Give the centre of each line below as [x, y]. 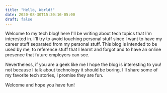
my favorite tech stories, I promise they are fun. [54, 75]
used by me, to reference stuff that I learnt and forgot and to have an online [83, 50]
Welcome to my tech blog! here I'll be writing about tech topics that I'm [78, 34]
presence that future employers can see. [47, 55]
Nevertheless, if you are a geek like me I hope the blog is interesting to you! [83, 65]
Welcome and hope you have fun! [40, 85]
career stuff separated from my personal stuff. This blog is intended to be [81, 44]
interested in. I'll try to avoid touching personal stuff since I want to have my [84, 39]
